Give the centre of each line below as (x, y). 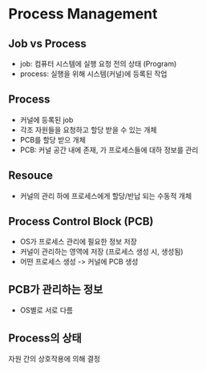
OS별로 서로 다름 (46, 310)
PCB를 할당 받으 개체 (53, 139)
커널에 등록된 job (46, 119)
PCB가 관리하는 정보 (56, 289)
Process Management (83, 14)
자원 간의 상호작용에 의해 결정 (55, 359)
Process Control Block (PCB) (81, 222)
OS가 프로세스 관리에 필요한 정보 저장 (79, 242)
